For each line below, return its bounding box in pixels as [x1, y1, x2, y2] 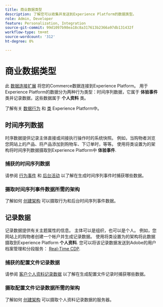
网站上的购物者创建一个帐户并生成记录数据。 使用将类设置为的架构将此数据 [5, 233, 156, 239]
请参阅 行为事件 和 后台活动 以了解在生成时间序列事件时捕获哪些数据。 [5, 172, 146, 178]
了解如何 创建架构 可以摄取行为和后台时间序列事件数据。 [5, 198, 118, 204]
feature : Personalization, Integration [5, 20, 86, 26]
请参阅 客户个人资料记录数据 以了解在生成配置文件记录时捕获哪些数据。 [5, 271, 148, 277]
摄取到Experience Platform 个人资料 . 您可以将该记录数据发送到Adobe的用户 [5, 240, 157, 246]
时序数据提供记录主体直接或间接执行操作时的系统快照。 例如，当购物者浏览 [5, 135, 156, 141]
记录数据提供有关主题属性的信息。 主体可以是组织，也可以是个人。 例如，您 [5, 227, 157, 233]
